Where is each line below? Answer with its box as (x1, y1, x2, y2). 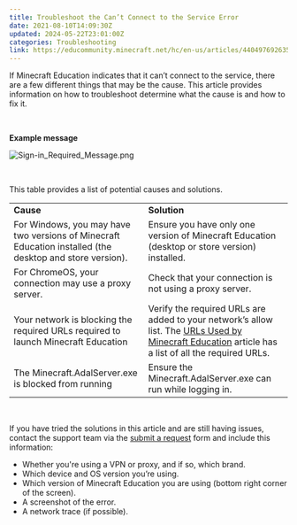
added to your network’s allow (148, 313, 274, 326)
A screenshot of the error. (21, 497, 117, 507)
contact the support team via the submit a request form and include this (9, 433, 271, 444)
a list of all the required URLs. (148, 347, 270, 359)
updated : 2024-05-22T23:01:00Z (9, 29, 125, 38)
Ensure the (148, 361, 193, 374)
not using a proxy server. (148, 282, 252, 295)
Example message (9, 133, 78, 143)
